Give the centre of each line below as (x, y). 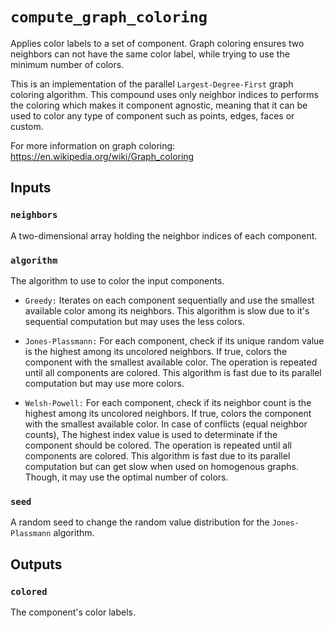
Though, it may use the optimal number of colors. (126, 477)
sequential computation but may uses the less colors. (134, 321)
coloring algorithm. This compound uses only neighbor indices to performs (164, 94)
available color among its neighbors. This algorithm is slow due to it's (167, 310)
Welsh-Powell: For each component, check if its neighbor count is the (168, 402)
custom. (27, 126)
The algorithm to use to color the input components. (117, 280)
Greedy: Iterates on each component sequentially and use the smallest (169, 300)
